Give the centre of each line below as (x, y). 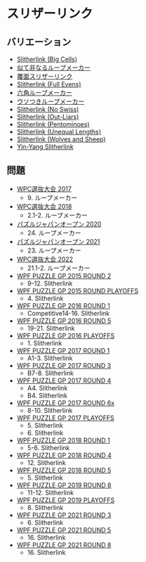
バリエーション (39, 42)
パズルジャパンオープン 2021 (58, 241)
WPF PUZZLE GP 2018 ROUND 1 (63, 440)
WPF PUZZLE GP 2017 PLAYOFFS (65, 418)
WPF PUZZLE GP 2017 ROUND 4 (64, 381)
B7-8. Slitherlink (51, 373)
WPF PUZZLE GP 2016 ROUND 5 (64, 321)
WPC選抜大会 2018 (44, 206)
